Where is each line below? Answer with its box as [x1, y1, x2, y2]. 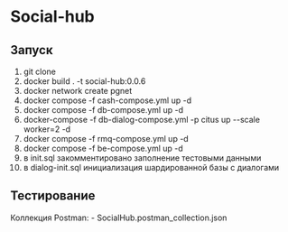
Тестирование [10, 188, 96, 204]
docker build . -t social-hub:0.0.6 [23, 76, 146, 87]
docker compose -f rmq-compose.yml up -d [23, 134, 189, 144]
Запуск [10, 42, 53, 58]
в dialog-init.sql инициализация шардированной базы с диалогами [23, 162, 280, 172]
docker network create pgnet [23, 86, 133, 96]
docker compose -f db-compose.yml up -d [23, 105, 184, 115]
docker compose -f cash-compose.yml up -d [23, 95, 192, 106]
